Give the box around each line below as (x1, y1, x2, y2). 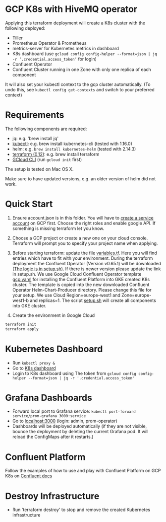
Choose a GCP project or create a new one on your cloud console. (12, 235, 148, 241)
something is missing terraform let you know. (12, 225, 105, 231)
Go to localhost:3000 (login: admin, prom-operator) (12, 418, 117, 424)
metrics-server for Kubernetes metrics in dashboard (12, 45, 119, 51)
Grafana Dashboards (5, 392, 93, 403)
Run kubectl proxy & (12, 360, 55, 366)
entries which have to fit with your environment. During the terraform (12, 255, 153, 261)
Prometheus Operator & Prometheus (12, 40, 87, 46)
